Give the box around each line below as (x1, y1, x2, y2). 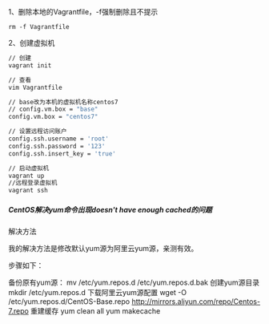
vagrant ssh (8, 187, 48, 195)
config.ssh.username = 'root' (8, 135, 110, 143)
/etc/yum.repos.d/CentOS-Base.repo (8, 297, 130, 306)
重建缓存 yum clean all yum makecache (30, 306, 161, 316)
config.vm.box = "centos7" (8, 113, 98, 121)
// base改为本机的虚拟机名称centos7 (8, 98, 118, 106)
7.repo (8, 306, 30, 316)
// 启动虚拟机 (8, 164, 50, 172)
